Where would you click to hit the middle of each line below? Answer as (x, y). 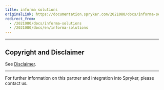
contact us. (16, 83)
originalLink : (20, 14)
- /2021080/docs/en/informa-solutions (49, 28)
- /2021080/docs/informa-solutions (46, 23)
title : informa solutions (31, 10)
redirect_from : (20, 19)
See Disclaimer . (21, 64)
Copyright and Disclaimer (45, 52)
